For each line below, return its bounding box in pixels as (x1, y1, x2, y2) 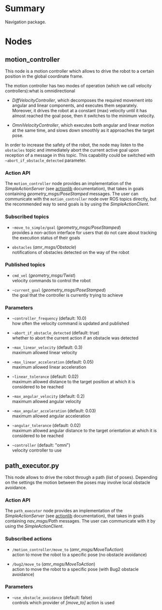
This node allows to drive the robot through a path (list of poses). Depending (5, 474, 158, 480)
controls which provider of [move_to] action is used (12, 599, 115, 605)
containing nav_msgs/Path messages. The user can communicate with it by (5, 518, 156, 524)
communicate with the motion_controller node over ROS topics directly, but (5, 196, 157, 202)
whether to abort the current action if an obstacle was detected (12, 335, 139, 341)
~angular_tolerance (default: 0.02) (12, 423, 81, 428)
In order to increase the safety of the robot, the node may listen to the (5, 142, 144, 148)
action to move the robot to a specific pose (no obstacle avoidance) (12, 552, 147, 558)
